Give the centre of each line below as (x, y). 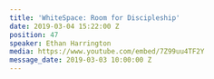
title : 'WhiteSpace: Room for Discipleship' (95, 18)
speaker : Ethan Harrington (60, 43)
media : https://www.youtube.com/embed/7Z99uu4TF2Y (107, 52)
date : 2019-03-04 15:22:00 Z (64, 26)
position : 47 (34, 35)
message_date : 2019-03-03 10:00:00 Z (81, 60)
